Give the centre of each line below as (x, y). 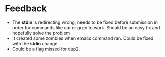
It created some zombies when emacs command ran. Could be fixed (83, 38)
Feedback (26, 9)
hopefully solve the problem (41, 33)
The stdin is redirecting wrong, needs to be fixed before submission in (85, 22)
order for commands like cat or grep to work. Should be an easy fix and (86, 27)
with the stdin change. (35, 43)
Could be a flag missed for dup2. (46, 49)
